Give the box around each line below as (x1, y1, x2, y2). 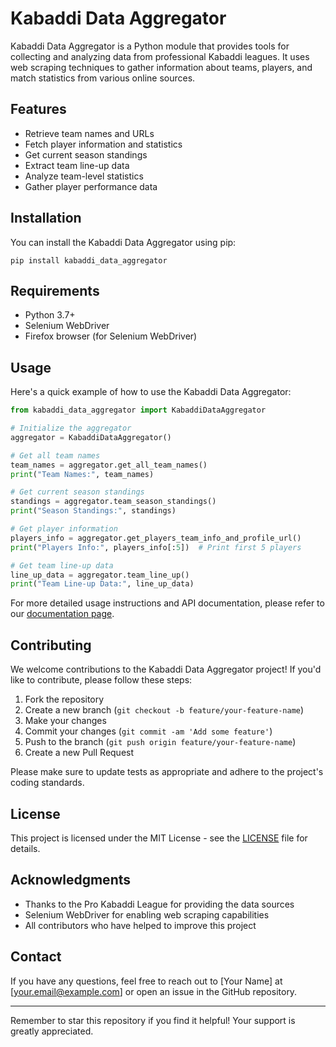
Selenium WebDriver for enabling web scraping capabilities (24, 908, 270, 921)
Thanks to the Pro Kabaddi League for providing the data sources (24, 898, 295, 910)
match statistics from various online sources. (10, 72, 196, 84)
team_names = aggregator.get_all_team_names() (10, 460, 208, 470)
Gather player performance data (24, 180, 158, 192)
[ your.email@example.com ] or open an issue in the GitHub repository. (10, 985, 298, 997)
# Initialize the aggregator (10, 423, 132, 434)
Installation (10, 210, 82, 227)
